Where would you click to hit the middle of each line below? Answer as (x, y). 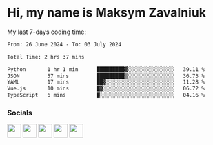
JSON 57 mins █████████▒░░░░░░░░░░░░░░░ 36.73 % (106, 76)
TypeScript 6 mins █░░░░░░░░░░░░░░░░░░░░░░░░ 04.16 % (106, 95)
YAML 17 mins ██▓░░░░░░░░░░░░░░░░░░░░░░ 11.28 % (106, 82)
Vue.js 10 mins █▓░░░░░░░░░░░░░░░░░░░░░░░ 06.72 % (106, 89)
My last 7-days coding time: (47, 32)
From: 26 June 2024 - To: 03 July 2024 (64, 44)
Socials (20, 113)
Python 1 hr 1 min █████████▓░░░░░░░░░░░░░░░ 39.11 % (106, 69)
